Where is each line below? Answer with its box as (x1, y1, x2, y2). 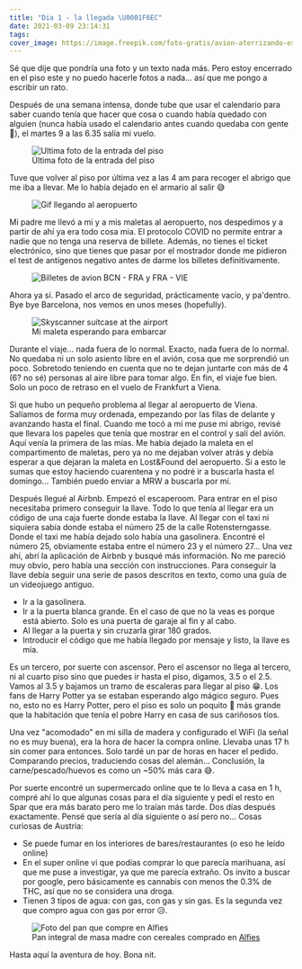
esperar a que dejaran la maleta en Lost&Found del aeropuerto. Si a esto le (9, 457, 286, 467)
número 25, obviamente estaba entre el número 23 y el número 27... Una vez (9, 541, 293, 552)
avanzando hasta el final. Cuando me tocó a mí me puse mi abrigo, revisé (9, 419, 281, 430)
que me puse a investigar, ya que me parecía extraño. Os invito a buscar (22, 867, 290, 877)
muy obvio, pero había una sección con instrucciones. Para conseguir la (9, 560, 277, 571)
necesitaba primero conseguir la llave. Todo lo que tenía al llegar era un (9, 502, 274, 513)
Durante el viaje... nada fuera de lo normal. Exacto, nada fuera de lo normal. (9, 343, 289, 355)
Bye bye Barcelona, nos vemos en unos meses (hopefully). (9, 299, 227, 310)
